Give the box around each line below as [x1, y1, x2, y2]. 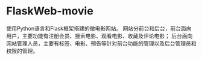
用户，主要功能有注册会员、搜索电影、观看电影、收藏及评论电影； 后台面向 [6, 32, 193, 40]
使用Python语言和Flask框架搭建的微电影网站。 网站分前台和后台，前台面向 [6, 25, 192, 32]
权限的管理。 [6, 47, 38, 55]
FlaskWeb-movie [6, 4, 93, 18]
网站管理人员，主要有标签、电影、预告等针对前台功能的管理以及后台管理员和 [6, 40, 197, 47]
